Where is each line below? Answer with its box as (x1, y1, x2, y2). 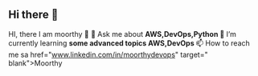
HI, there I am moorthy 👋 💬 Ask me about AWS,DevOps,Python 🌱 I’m (8, 29, 237, 38)
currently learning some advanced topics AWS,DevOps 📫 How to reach (8, 38, 251, 48)
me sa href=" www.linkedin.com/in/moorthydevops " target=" (8, 50, 208, 59)
